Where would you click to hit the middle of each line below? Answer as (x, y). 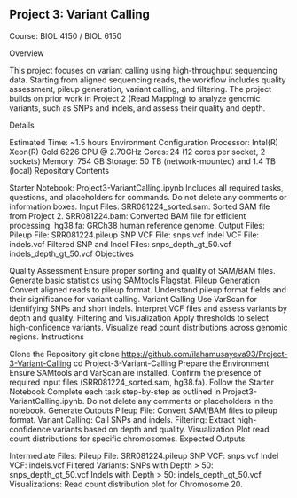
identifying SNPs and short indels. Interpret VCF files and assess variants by (148, 308)
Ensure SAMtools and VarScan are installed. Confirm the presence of (135, 372)
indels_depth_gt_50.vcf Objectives (72, 253)
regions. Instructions (47, 337)
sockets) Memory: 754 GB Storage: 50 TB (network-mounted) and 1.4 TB (143, 161)
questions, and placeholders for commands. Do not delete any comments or (148, 197)
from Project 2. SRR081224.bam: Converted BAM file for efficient (128, 215)
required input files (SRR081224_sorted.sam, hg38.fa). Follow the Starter (142, 382)
